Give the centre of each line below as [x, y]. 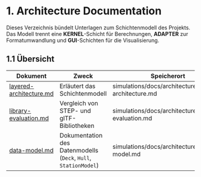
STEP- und [75, 111]
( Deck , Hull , [75, 158]
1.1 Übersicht [31, 59]
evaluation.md [29, 118]
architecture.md [31, 93]
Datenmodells [79, 150]
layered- [22, 86]
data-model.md [31, 150]
